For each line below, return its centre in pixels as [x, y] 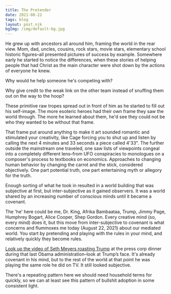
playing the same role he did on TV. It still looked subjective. [68, 265]
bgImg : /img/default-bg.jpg [35, 29]
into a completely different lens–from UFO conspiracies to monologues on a [85, 154]
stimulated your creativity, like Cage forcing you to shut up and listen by [81, 138]
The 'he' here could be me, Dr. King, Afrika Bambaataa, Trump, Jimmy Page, [86, 212]
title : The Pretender [28, 10]
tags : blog [17, 19]
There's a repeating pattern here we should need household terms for [79, 275]
